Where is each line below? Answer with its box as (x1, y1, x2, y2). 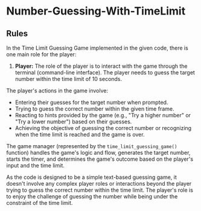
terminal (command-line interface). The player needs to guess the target (14, 69, 195, 76)
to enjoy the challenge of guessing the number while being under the (6, 193, 178, 200)
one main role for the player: (6, 51, 77, 58)
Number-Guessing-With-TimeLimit (6, 4, 186, 18)
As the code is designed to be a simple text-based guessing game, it (6, 174, 177, 181)
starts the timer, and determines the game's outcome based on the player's (6, 155, 194, 163)
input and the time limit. (6, 162, 65, 169)
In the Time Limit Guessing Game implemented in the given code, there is (6, 44, 188, 51)
